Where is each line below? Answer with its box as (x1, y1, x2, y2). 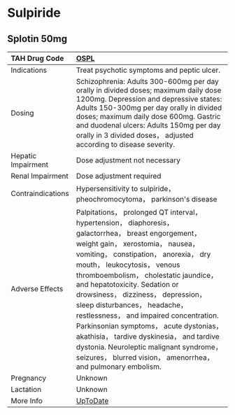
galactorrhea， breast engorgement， (76, 229, 201, 238)
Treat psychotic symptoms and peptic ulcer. (76, 65, 221, 75)
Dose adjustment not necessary (76, 155, 180, 165)
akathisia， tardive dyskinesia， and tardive (76, 332, 220, 341)
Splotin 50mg (7, 33, 68, 45)
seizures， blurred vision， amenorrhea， (76, 353, 215, 362)
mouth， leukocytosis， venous (76, 260, 180, 269)
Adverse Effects (10, 284, 64, 293)
